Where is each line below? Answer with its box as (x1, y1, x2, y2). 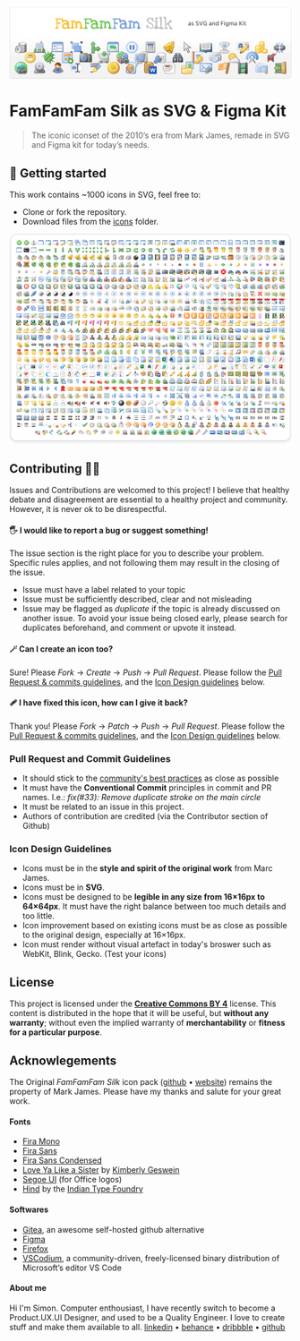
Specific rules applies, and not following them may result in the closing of (9, 558, 280, 568)
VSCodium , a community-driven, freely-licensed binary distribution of (21, 1252, 280, 1263)
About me (9, 1283, 47, 1294)
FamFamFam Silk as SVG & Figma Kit (9, 100, 287, 121)
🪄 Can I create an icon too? (9, 644, 114, 654)
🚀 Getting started (9, 166, 107, 181)
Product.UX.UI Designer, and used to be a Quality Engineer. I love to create (9, 1311, 286, 1322)
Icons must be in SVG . (21, 882, 105, 893)
